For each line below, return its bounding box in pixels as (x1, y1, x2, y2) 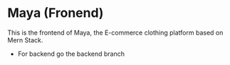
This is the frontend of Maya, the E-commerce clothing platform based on (7, 28, 224, 37)
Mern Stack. (7, 35, 43, 44)
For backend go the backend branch (17, 49, 125, 58)
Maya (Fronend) (7, 5, 104, 21)
